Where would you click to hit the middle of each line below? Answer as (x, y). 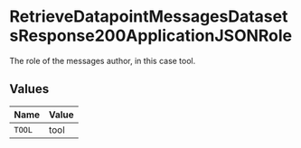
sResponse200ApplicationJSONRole (151, 36)
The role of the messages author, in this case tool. (103, 60)
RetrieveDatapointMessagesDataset (149, 17)
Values (29, 89)
